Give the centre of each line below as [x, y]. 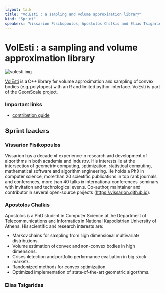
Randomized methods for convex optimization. [59, 267]
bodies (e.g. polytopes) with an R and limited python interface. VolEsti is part [82, 87]
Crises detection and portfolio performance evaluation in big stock [79, 257]
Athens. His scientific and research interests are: [54, 226]
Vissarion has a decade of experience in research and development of [76, 156]
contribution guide [31, 115]
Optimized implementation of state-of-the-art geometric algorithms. [81, 272]
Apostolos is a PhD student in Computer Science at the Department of [76, 216]
